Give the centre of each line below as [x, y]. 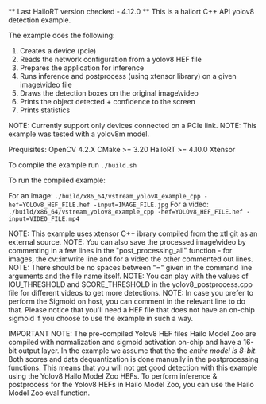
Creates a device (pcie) [58, 51]
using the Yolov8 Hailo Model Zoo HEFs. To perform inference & [113, 376]
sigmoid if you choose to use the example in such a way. [101, 318]
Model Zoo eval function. [49, 393]
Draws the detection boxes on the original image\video [109, 93]
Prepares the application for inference [82, 68]
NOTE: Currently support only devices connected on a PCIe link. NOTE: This [133, 126]
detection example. [40, 20]
